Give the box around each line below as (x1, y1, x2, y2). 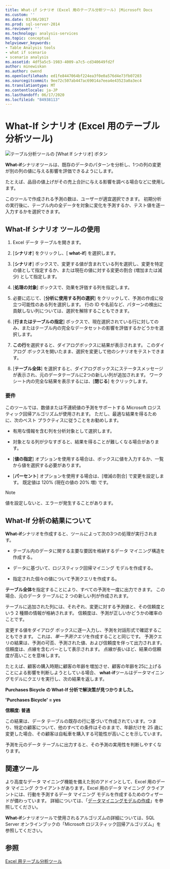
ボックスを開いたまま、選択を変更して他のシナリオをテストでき (27, 349, 160, 354)
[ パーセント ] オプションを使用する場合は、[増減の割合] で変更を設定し (12, 473, 160, 479)
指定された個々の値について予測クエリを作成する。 (12, 576, 120, 582)
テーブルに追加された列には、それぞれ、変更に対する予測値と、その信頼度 (5, 604, 161, 610)
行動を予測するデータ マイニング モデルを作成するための (27, 791, 146, 797)
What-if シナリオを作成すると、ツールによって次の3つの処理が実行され (5, 531, 153, 537)
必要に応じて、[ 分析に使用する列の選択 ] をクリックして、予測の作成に (12, 295, 159, 301)
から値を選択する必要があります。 (12, 462, 84, 468)
